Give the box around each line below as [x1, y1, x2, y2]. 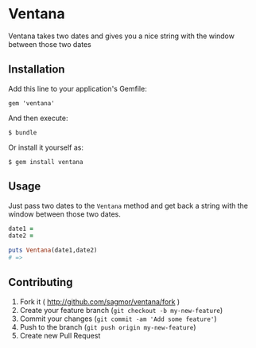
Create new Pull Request [19, 330, 101, 340]
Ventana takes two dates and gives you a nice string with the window [8, 31, 235, 41]
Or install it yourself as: [8, 143, 83, 152]
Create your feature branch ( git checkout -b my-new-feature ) [19, 305, 223, 315]
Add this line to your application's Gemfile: [8, 84, 147, 93]
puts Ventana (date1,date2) [8, 246, 98, 255]
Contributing [8, 276, 73, 289]
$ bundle [8, 128, 37, 136]
